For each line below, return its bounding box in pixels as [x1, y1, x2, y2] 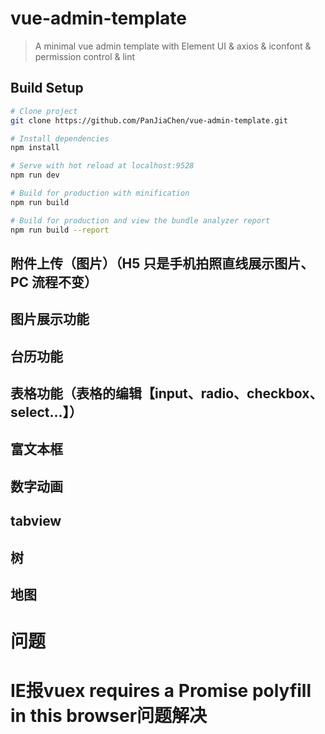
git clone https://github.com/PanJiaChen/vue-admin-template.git [10, 115, 288, 126]
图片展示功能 [10, 311, 90, 328]
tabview [10, 513, 62, 530]
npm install [10, 143, 60, 153]
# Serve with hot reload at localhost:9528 [10, 161, 195, 171]
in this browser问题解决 [10, 705, 208, 727]
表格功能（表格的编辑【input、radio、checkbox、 [10, 385, 323, 402]
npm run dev [10, 170, 60, 181]
